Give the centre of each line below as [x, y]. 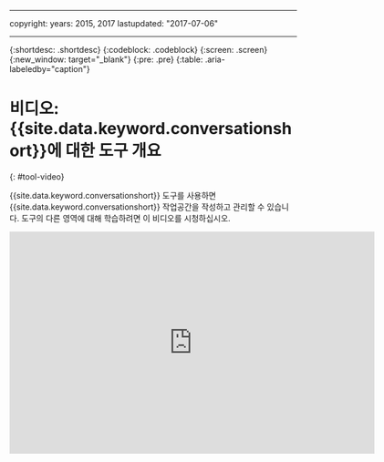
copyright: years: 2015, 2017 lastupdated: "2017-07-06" [114, 23]
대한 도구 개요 [113, 151]
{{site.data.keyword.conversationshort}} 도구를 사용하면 [113, 195]
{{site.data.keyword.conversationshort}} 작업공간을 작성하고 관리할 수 [137, 207]
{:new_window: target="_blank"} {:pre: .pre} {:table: [106, 59]
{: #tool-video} [37, 176]
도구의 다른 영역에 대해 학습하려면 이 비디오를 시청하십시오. [126, 218]
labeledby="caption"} [50, 69]
